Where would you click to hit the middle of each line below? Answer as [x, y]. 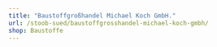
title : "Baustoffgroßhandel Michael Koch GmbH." [92, 16]
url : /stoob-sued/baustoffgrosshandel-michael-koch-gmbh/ [108, 23]
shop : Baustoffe [36, 30]
